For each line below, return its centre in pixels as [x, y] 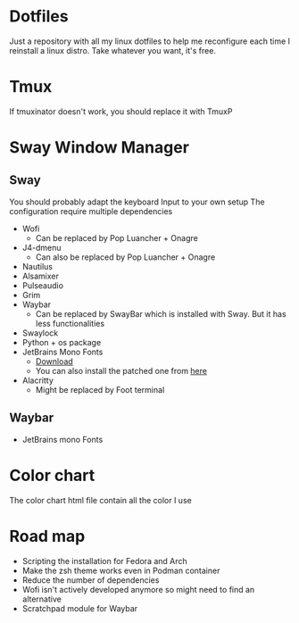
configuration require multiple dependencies [91, 211]
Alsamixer [41, 276]
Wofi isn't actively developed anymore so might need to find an [138, 589]
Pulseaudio [43, 285]
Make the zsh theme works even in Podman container [121, 570]
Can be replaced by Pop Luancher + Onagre [116, 237]
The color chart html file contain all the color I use [100, 500]
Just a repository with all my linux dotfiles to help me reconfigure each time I [150, 41]
